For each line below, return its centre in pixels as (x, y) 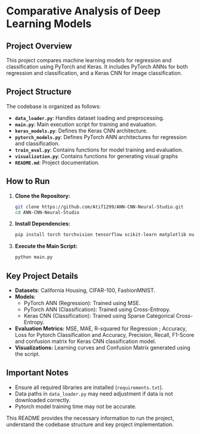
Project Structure (39, 92)
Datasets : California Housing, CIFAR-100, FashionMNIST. (85, 290)
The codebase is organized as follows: (54, 106)
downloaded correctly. (42, 400)
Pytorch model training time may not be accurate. (76, 406)
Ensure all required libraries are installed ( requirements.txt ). (89, 387)
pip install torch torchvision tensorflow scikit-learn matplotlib (100, 235)
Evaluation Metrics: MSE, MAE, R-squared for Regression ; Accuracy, (101, 328)
